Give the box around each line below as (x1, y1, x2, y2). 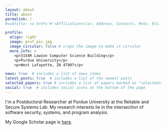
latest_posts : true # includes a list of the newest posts (5, 76, 133, 81)
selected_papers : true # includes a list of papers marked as (5, 80, 137, 86)
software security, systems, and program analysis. (5, 109, 108, 115)
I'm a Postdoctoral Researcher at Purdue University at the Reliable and (5, 99, 149, 105)
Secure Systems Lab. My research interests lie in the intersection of (5, 104, 144, 110)
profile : (5, 30, 23, 35)
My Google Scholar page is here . (5, 119, 73, 125)
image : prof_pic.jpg (9, 39, 52, 45)
